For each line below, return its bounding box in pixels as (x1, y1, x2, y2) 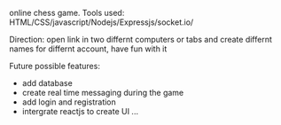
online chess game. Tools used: (9, 8, 125, 18)
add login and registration (21, 97, 117, 107)
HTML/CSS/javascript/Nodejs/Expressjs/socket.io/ (9, 17, 194, 27)
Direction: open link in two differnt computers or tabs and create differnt (9, 35, 273, 44)
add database (21, 78, 73, 88)
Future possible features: (9, 61, 100, 71)
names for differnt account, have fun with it (9, 43, 168, 54)
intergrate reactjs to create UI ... (21, 106, 139, 116)
